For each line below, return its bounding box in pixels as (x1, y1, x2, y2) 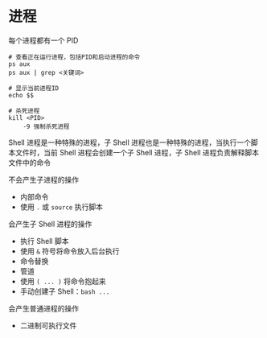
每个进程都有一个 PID (8, 35, 79, 45)
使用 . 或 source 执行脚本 (19, 202, 103, 212)
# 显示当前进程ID (8, 84, 59, 93)
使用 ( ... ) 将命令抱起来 (19, 276, 106, 286)
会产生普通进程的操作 (8, 303, 79, 313)
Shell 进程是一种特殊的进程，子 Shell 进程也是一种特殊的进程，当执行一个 (8, 138, 252, 147)
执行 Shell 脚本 (19, 236, 69, 245)
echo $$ (8, 91, 35, 99)
